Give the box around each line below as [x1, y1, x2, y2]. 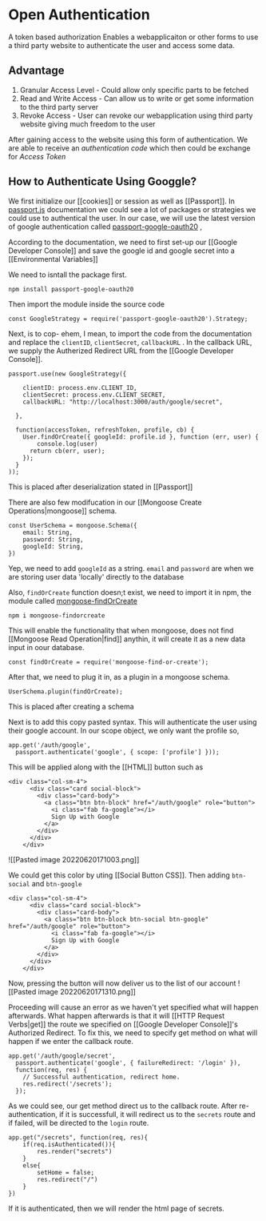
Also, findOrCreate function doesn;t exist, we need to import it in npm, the [8, 587, 252, 597]
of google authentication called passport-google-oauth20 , [8, 222, 202, 231]
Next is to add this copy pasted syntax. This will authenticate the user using [8, 717, 257, 726]
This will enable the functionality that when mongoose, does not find [8, 625, 234, 635]
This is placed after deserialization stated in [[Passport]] [8, 482, 193, 492]
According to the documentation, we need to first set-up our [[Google [8, 237, 238, 247]
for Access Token [8, 151, 66, 161]
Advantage [8, 64, 66, 78]
